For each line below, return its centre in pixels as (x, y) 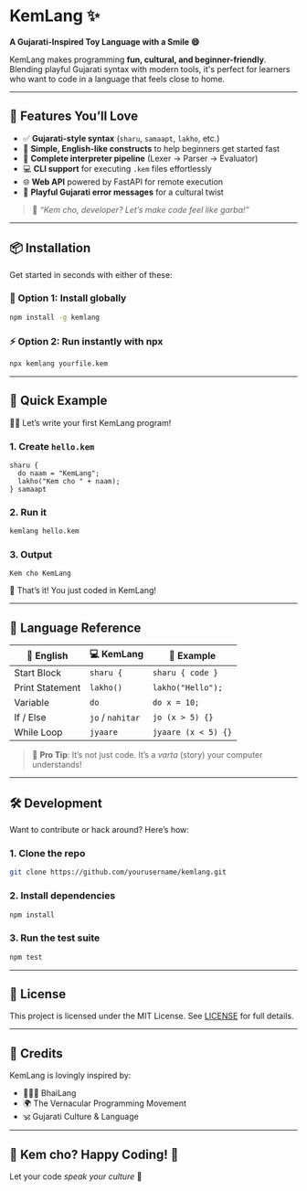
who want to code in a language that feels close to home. (117, 79)
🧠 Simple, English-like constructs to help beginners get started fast (151, 148)
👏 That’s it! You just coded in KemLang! (83, 590)
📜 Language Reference (75, 627)
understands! (57, 765)
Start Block (38, 673)
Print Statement (48, 688)
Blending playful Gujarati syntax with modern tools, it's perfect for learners (150, 69)
